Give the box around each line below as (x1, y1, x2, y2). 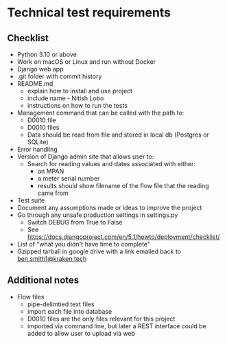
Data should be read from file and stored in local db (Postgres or (27, 130, 209, 139)
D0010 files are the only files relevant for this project (27, 314, 176, 323)
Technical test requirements (7, 5, 171, 21)
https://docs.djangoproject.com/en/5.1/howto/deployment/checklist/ (27, 233, 221, 241)
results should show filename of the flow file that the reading (37, 182, 209, 190)
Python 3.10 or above (16, 50, 77, 58)
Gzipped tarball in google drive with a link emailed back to (16, 247, 182, 255)
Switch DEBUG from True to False (27, 218, 123, 226)
